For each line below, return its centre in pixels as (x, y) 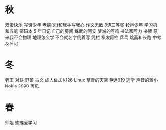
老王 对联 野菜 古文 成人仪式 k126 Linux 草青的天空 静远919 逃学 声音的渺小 (82, 80)
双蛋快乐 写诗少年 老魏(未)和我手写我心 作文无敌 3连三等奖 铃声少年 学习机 (81, 25)
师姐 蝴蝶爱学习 (21, 122)
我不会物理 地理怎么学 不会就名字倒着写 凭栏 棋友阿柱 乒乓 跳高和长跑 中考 (85, 37)
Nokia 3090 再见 (22, 86)
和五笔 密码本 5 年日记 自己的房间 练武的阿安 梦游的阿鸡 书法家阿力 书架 (79, 31)
